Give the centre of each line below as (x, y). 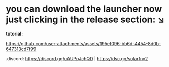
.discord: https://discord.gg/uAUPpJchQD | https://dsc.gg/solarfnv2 (77, 58)
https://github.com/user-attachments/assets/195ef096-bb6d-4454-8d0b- (83, 43)
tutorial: (14, 33)
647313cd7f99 (21, 49)
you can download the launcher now (84, 9)
